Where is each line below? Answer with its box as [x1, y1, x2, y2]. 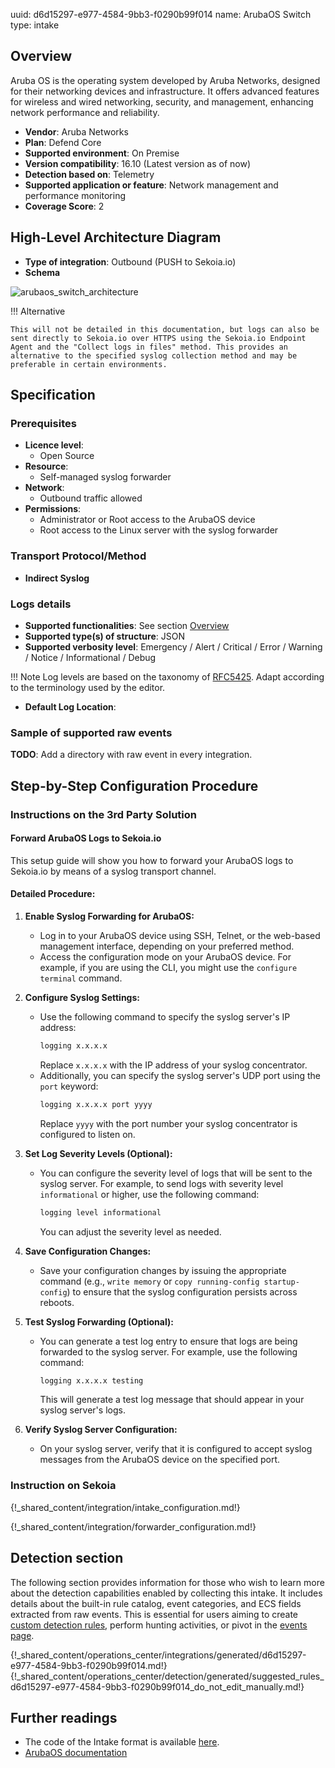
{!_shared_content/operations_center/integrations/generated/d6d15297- [10, 1649, 307, 1661]
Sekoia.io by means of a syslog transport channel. [10, 865, 217, 877]
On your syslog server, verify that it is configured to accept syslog [39, 1443, 313, 1455]
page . [10, 1629, 35, 1641]
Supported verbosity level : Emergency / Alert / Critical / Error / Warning [24, 640, 323, 653]
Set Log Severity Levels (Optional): [24, 1147, 173, 1159]
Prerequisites [10, 416, 77, 430]
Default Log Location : [24, 700, 117, 713]
